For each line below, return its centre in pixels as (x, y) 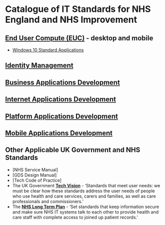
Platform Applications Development (62, 116)
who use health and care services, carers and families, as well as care (84, 196)
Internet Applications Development (61, 100)
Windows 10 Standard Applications (48, 50)
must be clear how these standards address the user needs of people (83, 191)
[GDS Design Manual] (35, 175)
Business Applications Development (63, 82)
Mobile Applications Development (59, 133)
